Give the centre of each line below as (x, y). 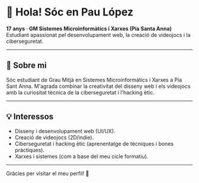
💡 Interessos (30, 117)
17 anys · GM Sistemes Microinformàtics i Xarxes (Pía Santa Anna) (89, 29)
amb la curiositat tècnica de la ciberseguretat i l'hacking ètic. (81, 92)
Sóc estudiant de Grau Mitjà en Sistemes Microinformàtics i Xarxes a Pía (94, 80)
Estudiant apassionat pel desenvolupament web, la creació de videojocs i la (98, 34)
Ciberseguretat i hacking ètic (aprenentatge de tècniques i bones (94, 143)
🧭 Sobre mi (26, 66)
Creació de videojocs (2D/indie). (54, 137)
